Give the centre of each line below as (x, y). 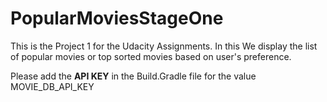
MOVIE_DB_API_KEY (52, 86)
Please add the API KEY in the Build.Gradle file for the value (133, 76)
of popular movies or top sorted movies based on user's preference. (151, 56)
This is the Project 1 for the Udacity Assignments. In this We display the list (164, 46)
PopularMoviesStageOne (117, 18)
